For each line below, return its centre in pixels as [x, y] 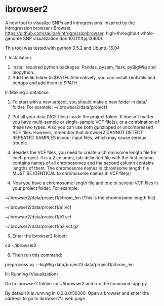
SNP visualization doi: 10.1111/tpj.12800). [63, 38]
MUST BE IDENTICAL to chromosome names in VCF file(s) [72, 173]
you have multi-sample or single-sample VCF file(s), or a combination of [86, 122]
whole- [147, 33]
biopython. [23, 72]
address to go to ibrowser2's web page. [46, 298]
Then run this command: [37, 255]
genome [14, 38]
